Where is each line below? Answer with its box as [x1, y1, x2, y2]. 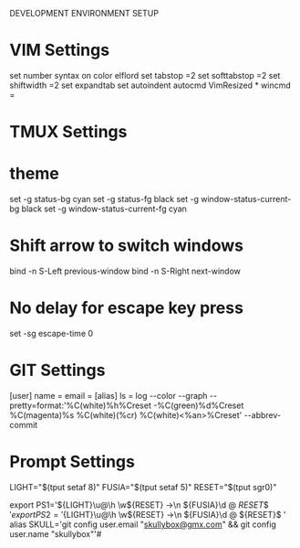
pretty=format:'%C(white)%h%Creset [9, 400, 152, 411]
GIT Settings [9, 360, 106, 381]
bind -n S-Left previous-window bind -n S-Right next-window [9, 265, 242, 276]
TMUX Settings [9, 122, 128, 143]
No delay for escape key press [9, 297, 244, 318]
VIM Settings [9, 40, 110, 60]
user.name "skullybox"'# [9, 528, 102, 539]
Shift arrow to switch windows [9, 235, 244, 256]
